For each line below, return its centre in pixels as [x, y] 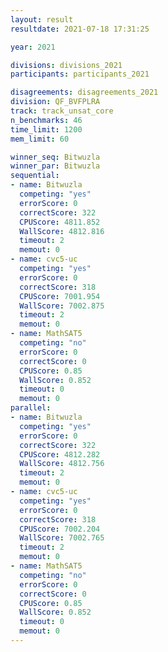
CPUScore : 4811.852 [60, 222]
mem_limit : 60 [40, 139]
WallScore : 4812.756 [62, 464]
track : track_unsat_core [62, 111]
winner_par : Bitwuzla [55, 166]
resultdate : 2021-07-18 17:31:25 [80, 29]
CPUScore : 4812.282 [60, 454]
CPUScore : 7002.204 [60, 529]
